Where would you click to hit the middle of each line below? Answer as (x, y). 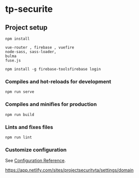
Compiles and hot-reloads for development (58, 81)
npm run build (20, 115)
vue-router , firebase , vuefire (40, 48)
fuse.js (13, 60)
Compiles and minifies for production (51, 104)
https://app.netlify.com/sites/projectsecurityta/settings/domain (69, 170)
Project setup (27, 28)
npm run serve (20, 92)
